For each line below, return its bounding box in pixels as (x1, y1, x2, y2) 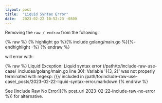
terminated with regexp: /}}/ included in (5, 74, 84, 80)
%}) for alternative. (5, 93, 43, 99)
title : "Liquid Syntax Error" (5, 12, 69, 17)
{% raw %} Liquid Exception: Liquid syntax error (5, 63, 102, 69)
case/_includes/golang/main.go (5, 68, 68, 74)
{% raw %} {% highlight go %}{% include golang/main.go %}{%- (5, 39, 136, 45)
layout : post (5, 7, 32, 12)
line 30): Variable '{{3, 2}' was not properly (69, 68, 155, 74)
